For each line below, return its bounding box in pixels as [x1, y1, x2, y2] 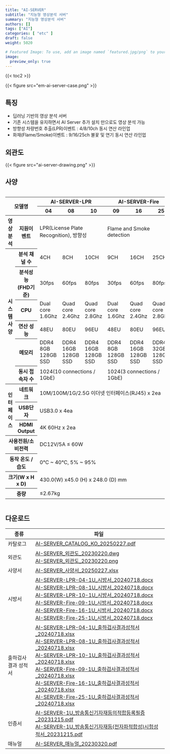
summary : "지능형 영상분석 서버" [5, 17, 66, 22]
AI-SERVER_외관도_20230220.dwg [35, 550, 120, 557]
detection [107, 231, 130, 238]
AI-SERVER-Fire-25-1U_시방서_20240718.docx [35, 614, 153, 621]
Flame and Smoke [107, 225, 150, 232]
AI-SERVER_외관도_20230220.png [35, 557, 118, 564]
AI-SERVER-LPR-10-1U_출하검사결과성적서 [35, 651, 140, 658]
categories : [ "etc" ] [5, 31, 53, 36]
